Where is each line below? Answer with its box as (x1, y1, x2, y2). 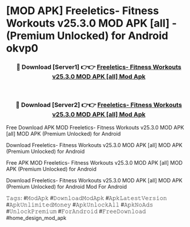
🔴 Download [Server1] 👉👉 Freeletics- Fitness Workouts (16, 63, 182, 71)
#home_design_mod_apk (6, 214, 66, 221)
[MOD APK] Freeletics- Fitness (6, 4, 159, 18)
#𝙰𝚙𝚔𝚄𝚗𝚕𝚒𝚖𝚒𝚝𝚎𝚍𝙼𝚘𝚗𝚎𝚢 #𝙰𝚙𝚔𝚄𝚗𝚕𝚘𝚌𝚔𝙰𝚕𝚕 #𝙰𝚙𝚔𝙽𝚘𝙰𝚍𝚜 (6, 201, 154, 208)
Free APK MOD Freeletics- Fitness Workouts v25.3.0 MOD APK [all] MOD (6, 159, 183, 166)
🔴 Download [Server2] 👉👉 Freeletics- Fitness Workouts (15, 101, 182, 109)
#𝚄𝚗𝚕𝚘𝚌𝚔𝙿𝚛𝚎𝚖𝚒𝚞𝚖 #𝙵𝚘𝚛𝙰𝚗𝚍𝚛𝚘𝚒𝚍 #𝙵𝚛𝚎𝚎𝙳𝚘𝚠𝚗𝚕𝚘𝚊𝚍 (6, 208, 146, 215)
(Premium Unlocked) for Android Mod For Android (6, 183, 127, 190)
